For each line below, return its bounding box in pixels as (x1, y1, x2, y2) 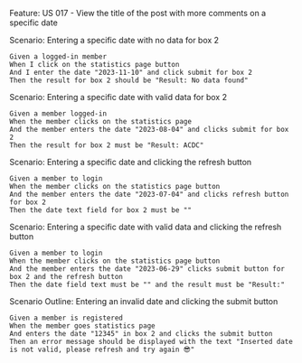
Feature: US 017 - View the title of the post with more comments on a (9, 8, 267, 18)
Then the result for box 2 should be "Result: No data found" (9, 76, 249, 85)
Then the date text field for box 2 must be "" (9, 206, 193, 215)
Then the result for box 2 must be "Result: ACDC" (9, 141, 204, 150)
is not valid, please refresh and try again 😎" (9, 345, 195, 354)
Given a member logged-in (9, 109, 107, 118)
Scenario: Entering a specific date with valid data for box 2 (9, 92, 228, 102)
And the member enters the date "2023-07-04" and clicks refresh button (9, 190, 289, 199)
